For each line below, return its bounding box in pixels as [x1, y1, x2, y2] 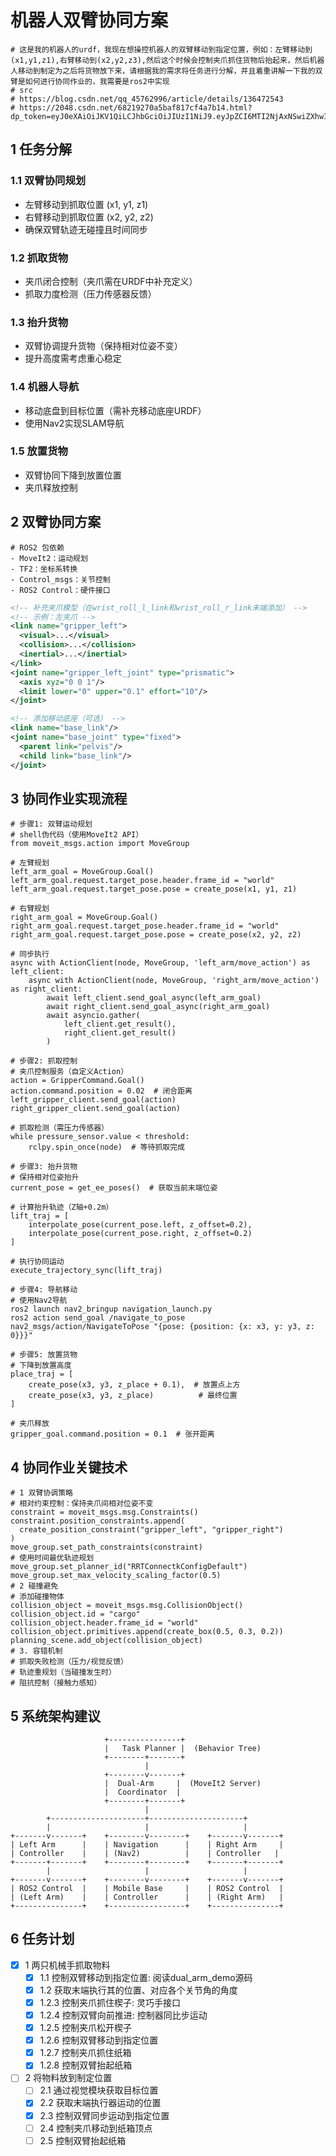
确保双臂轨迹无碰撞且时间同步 [24, 223, 148, 235]
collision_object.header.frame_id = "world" [10, 1618, 199, 1628]
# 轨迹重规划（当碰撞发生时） [10, 1667, 117, 1678]
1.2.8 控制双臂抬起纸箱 [39, 2059, 133, 2071]
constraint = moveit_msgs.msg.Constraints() [10, 1507, 199, 1518]
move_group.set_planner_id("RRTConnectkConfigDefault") [10, 1562, 248, 1572]
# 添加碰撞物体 [10, 1592, 65, 1602]
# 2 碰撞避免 [10, 1581, 59, 1591]
